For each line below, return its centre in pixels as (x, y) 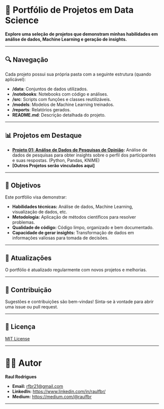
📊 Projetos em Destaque (43, 136)
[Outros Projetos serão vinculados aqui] (53, 165)
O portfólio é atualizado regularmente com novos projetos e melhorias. (76, 270)
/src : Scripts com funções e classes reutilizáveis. (61, 99)
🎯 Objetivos (23, 185)
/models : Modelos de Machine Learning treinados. (63, 104)
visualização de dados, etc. (40, 212)
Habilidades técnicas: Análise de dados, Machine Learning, (72, 207)
